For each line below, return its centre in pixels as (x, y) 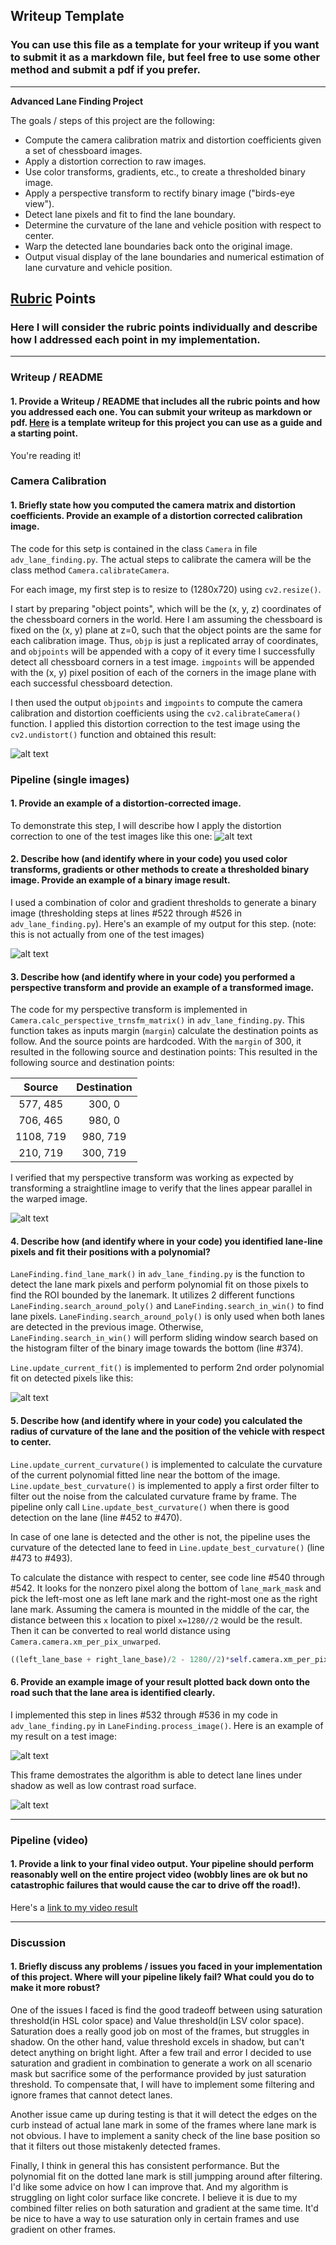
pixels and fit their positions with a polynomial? (110, 1251)
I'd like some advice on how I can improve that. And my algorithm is (149, 2186)
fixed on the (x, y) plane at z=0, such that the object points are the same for (166, 630)
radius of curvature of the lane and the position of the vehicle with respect (167, 1431)
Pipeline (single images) (70, 779)
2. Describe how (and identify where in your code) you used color (149, 859)
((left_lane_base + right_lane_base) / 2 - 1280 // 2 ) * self (129, 1659)
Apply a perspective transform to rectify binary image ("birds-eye (159, 193)
